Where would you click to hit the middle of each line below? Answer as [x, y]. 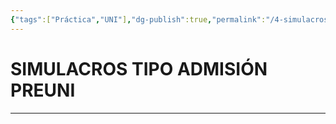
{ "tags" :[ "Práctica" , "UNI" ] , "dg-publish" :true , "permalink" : [138, 19]
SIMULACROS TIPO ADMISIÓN [139, 68]
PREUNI [43, 90]
